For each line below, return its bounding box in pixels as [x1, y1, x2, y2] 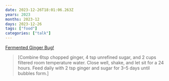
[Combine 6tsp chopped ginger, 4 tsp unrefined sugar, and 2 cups [17, 54, 156, 60]
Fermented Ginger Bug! [5, 45, 54, 50]
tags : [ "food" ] [5, 26, 38, 31]
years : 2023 [5, 12, 30, 17]
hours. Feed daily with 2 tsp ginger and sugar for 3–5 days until [17, 65, 150, 71]
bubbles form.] [17, 70, 49, 76]
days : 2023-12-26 [5, 21, 42, 27]
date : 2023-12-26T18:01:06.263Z [5, 7, 74, 13]
